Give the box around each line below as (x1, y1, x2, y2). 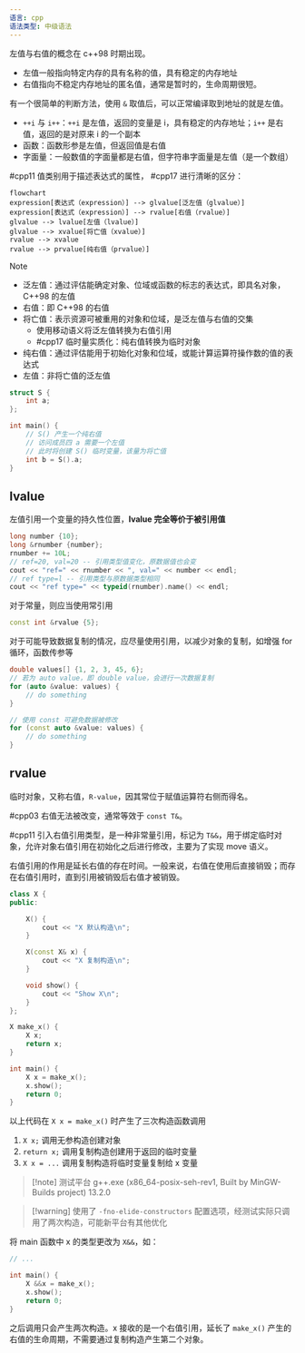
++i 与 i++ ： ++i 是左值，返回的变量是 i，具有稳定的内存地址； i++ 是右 (22, 117, 284, 128)
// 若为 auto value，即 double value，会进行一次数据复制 (9, 673, 214, 683)
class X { (9, 889, 47, 898)
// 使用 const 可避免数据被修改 (9, 715, 118, 724)
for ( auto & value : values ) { (9, 681, 120, 691)
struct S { (9, 387, 51, 397)
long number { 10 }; (9, 532, 79, 541)
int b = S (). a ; (25, 455, 84, 464)
